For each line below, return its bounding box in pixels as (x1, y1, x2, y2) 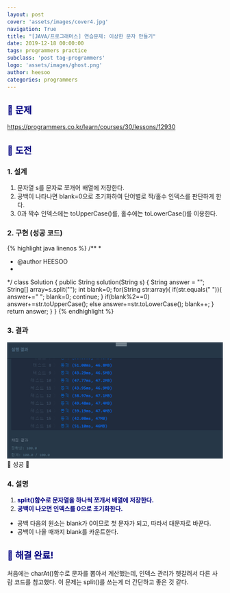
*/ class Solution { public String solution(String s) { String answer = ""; (7, 278, 205, 286)
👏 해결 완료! (7, 550, 54, 561)
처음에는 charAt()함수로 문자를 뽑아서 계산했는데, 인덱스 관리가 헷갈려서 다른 (7, 569, 211, 577)
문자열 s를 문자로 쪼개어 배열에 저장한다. (16, 184, 125, 191)
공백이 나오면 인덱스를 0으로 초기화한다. (16, 504, 123, 513)
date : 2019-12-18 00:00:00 (7, 40, 84, 47)
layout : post (7, 11, 44, 18)
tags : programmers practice (7, 47, 88, 54)
